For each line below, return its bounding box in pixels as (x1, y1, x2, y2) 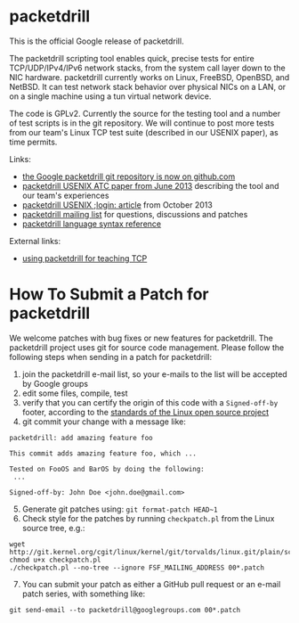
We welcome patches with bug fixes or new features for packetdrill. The (9, 332, 273, 343)
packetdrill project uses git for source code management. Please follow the (9, 341, 285, 353)
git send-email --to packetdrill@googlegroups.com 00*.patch (9, 605, 241, 614)
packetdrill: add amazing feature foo (9, 433, 153, 442)
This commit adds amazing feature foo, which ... (9, 448, 198, 458)
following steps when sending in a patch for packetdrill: (9, 351, 213, 362)
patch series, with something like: (21, 588, 146, 599)
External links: (9, 235, 61, 246)
